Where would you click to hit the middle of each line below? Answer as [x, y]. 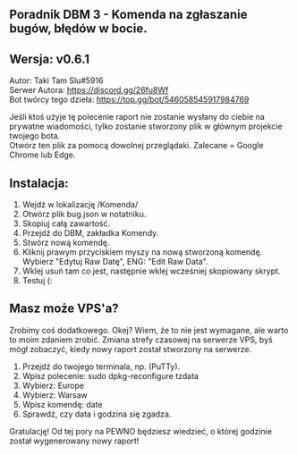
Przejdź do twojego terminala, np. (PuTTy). [101, 367]
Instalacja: [39, 183]
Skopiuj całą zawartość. [66, 223]
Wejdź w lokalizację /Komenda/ [80, 205]
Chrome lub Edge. [42, 155]
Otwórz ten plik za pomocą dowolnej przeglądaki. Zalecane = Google [136, 146]
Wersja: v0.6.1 [50, 59]
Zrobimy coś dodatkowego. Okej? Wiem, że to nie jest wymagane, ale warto [149, 330]
